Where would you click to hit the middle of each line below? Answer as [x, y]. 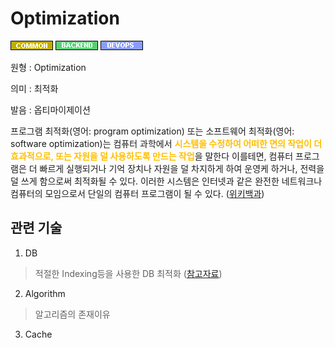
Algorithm [45, 293]
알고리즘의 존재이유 [72, 314]
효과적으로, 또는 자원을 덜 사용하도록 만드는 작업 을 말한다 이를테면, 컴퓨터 [152, 156]
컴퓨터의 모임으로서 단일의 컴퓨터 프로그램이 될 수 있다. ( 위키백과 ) [137, 193]
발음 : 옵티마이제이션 [50, 109]
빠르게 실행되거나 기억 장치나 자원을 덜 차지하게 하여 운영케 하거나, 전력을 [182, 168]
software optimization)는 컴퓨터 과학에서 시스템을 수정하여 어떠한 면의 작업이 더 [166, 143]
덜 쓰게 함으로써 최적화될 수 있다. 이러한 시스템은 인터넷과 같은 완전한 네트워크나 [166, 181]
